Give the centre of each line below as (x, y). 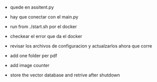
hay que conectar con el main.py (44, 17)
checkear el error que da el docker (46, 36)
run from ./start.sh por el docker (43, 26)
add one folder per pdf (34, 55)
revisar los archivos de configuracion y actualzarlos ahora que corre (81, 46)
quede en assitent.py (32, 7)
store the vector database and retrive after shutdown (65, 75)
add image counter (30, 65)
